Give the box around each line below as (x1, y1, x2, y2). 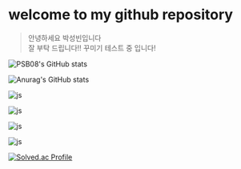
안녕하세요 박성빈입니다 (27, 33, 102, 42)
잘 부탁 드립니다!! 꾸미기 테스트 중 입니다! (27, 42, 156, 53)
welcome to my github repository (8, 6, 234, 24)
